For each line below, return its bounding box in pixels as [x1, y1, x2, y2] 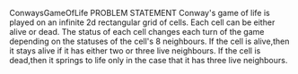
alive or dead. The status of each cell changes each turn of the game [9, 27, 265, 37]
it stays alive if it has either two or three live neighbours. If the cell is [9, 45, 261, 56]
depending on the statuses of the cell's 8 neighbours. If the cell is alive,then [9, 36, 290, 46]
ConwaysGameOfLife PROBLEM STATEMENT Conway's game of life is [9, 8, 271, 18]
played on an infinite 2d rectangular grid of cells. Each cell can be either [9, 17, 276, 28]
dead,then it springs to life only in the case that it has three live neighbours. [9, 55, 288, 65]
